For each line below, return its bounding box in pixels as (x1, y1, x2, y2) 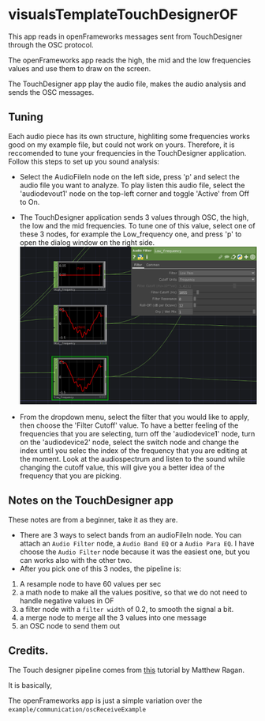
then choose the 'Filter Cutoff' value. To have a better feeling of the (19, 421, 239, 430)
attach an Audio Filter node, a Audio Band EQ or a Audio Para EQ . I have (19, 538, 255, 548)
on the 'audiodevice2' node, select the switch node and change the (19, 437, 239, 447)
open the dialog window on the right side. (19, 237, 155, 247)
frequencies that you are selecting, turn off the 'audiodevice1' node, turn (19, 429, 256, 439)
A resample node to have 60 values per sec (19, 579, 162, 588)
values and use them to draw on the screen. (8, 63, 151, 73)
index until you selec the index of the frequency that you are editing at (19, 446, 248, 455)
